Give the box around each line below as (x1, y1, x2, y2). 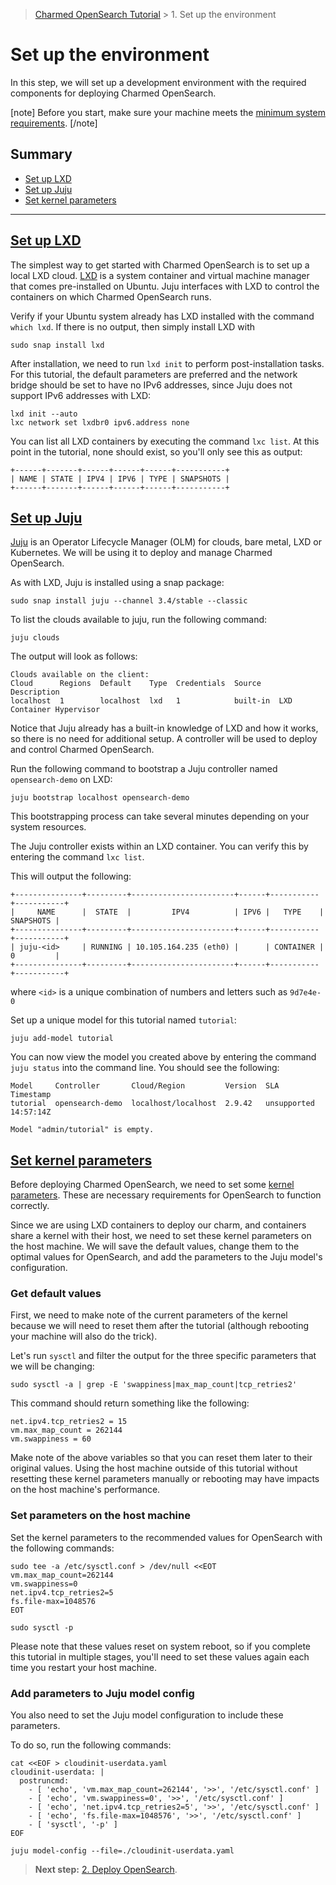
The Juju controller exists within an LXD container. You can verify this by (10, 840, 309, 853)
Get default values (10, 1287, 102, 1301)
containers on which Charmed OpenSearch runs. (10, 290, 212, 303)
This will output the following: (10, 870, 132, 883)
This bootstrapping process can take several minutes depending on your (10, 810, 310, 823)
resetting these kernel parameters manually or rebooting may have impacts (10, 1473, 320, 1485)
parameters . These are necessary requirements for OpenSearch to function (10, 1189, 322, 1201)
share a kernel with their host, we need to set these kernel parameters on (10, 1230, 312, 1242)
